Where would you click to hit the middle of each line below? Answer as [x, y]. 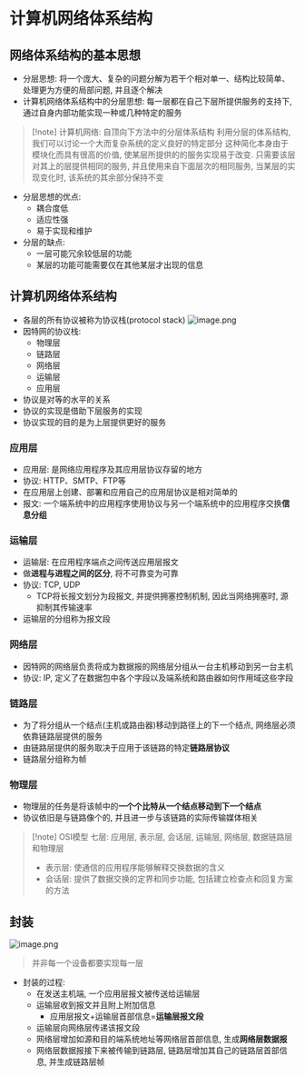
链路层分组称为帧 [54, 759]
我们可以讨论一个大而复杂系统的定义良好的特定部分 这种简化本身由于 [160, 143]
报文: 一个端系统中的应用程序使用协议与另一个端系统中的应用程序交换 [152, 503]
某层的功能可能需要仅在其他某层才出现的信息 [120, 265]
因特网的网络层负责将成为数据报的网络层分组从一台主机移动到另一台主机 [157, 666]
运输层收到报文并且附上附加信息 [96, 1005]
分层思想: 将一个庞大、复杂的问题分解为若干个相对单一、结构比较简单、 [156, 79]
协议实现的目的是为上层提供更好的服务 [94, 422]
